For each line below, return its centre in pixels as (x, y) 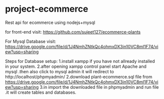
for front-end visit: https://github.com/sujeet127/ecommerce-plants (73, 32)
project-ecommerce (47, 9)
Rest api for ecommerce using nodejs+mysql (50, 22)
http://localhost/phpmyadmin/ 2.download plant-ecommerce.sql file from (79, 77)
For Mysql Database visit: (31, 41)
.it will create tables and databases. (41, 92)
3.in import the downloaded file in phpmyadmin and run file (99, 87)
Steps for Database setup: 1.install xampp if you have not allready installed (80, 61)
